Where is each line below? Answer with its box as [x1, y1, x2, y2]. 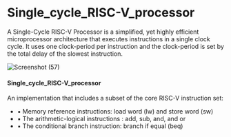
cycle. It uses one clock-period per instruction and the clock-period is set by [7, 42, 224, 50]
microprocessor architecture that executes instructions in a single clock [7, 34, 210, 43]
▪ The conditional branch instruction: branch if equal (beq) [17, 122, 183, 130]
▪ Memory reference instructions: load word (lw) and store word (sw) [17, 107, 214, 116]
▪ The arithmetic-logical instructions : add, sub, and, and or [17, 115, 186, 123]
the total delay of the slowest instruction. [7, 50, 123, 58]
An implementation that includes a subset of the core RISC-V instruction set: [7, 94, 224, 103]
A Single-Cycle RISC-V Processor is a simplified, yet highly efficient [7, 28, 199, 36]
